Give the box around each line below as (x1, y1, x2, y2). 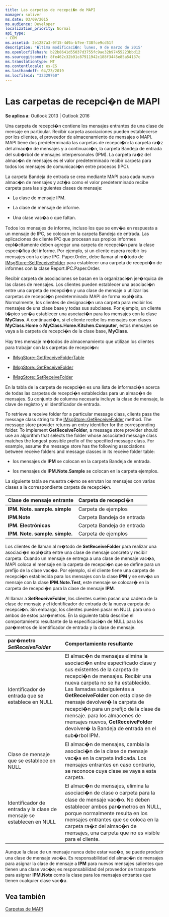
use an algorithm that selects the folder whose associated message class (5, 432, 157, 438)
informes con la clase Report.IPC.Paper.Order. (5, 265, 101, 271)
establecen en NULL (8, 818, 56, 825)
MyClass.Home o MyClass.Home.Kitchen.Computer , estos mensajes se (5, 322, 158, 328)
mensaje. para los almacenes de (64, 712, 141, 719)
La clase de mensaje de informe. (12, 204, 80, 210)
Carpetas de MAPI (5, 906, 43, 912)
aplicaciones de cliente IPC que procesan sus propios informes (5, 236, 136, 242)
